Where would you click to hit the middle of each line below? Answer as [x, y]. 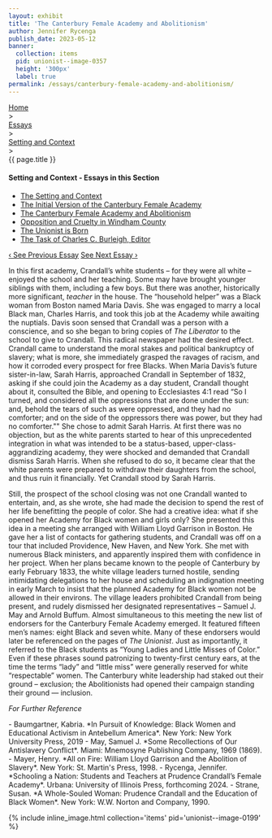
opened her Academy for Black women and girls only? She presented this [132, 519]
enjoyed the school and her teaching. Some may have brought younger [127, 279]
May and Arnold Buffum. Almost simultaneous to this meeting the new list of [136, 614]
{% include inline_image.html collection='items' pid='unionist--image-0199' [135, 818]
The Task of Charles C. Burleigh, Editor [85, 239]
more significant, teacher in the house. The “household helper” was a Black [135, 296]
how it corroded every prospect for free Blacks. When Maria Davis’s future [133, 365]
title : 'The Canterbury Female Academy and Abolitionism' [108, 24]
